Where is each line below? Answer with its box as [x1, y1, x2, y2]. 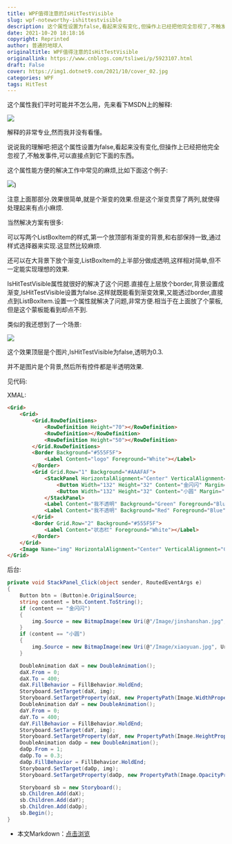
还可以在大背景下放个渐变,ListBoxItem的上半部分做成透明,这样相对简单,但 [7, 256, 215, 265]
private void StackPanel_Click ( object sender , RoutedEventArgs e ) [7, 579, 202, 586]
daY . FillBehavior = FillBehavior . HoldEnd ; [19, 720, 144, 727]
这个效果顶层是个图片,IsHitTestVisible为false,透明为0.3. [7, 348, 164, 356]
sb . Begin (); [19, 809, 54, 816]
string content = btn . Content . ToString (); [19, 598, 144, 605]
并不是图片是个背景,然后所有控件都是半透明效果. [7, 363, 144, 371]
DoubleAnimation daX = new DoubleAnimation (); [19, 662, 156, 669]
